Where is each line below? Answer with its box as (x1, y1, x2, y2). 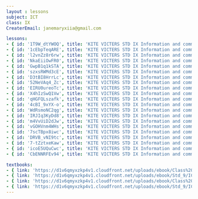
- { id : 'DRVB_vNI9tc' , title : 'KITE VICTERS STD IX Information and (6, 135, 181, 141)
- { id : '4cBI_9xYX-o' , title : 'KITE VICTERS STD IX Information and (6, 102, 181, 107)
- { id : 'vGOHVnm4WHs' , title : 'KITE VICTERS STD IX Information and (6, 123, 181, 130)
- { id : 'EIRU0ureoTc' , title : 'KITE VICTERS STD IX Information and (6, 85, 181, 92)
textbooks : (6, 162, 33, 168)
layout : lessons (6, 8, 49, 15)
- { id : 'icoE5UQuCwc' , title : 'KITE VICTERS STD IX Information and (6, 145, 181, 151)
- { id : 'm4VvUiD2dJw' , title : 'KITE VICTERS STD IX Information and (6, 118, 181, 124)
